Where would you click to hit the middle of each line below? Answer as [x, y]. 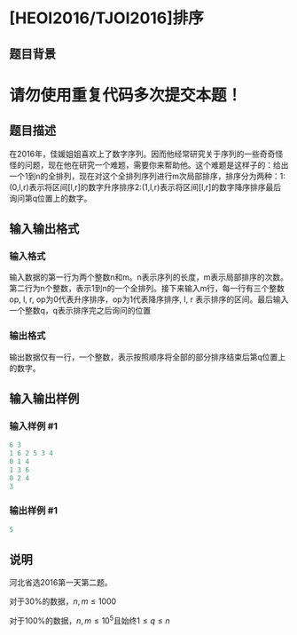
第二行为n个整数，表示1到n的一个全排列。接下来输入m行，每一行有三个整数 [147, 289]
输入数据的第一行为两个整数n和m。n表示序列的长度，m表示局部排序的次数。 [149, 277]
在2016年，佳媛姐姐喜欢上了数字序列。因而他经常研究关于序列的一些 [134, 154]
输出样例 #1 [33, 511]
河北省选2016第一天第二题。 [61, 583]
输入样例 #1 [33, 425]
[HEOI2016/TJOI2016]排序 [106, 18]
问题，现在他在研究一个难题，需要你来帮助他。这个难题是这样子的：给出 [156, 164]
